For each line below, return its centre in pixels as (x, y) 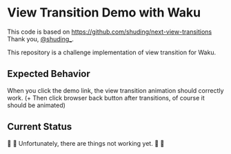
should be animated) (36, 105)
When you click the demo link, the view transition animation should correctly (115, 90)
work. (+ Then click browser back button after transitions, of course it (106, 98)
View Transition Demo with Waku (104, 13)
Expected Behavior (49, 74)
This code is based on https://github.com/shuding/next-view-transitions (110, 32)
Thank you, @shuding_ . (41, 38)
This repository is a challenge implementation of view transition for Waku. (111, 52)
